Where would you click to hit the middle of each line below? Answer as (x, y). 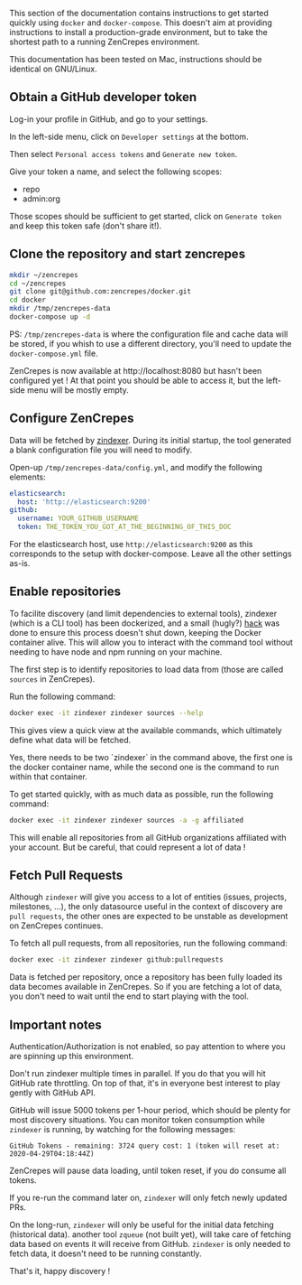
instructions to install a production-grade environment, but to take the (138, 32)
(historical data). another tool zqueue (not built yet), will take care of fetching (150, 1234)
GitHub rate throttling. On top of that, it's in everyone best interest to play (145, 1084)
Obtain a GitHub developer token (103, 97)
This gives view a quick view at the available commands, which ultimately (146, 730)
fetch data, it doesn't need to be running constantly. (105, 1253)
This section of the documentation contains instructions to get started (139, 13)
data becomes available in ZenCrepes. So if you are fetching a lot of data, (146, 987)
